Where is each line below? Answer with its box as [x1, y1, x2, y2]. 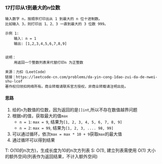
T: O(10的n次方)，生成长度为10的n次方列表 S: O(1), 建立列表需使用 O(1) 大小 [5, 147, 156, 153]
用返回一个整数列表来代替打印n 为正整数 [14, 60, 84, 65]
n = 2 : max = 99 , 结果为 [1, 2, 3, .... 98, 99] [19, 125, 114, 131]
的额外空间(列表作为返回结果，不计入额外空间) [5, 153, 98, 159]
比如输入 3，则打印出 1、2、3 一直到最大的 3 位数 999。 [5, 22, 108, 27]
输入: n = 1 [14, 36, 36, 41]
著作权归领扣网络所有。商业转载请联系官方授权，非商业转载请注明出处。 [5, 84, 128, 89]
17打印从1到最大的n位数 [5, 4, 61, 11]
